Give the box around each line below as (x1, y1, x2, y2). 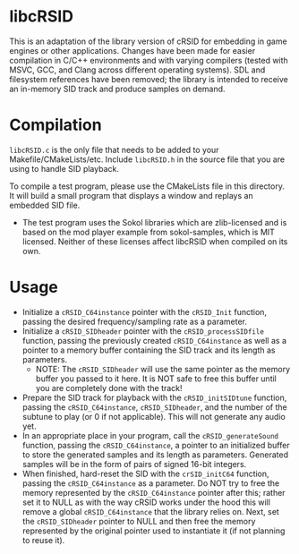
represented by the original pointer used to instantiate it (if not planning (21, 525, 286, 536)
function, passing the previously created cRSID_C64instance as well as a (21, 335, 286, 345)
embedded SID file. (9, 200, 81, 210)
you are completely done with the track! (35, 382, 183, 393)
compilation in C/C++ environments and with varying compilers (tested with (9, 55, 288, 65)
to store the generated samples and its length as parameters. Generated (21, 449, 289, 460)
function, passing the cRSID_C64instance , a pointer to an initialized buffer (21, 439, 290, 450)
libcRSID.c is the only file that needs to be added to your (9, 144, 219, 155)
